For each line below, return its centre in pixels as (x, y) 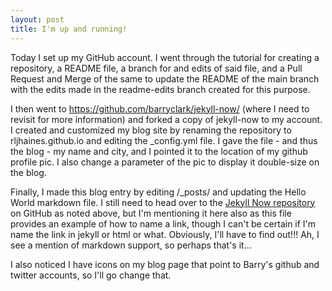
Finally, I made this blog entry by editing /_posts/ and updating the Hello (158, 192)
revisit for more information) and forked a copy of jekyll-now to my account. (166, 119)
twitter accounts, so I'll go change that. (91, 275)
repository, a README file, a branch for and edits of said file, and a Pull (156, 68)
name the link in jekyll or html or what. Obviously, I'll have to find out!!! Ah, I (165, 234)
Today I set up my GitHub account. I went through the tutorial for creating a (165, 57)
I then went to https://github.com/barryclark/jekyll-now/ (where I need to (160, 108)
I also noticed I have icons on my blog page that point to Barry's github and (165, 264)
